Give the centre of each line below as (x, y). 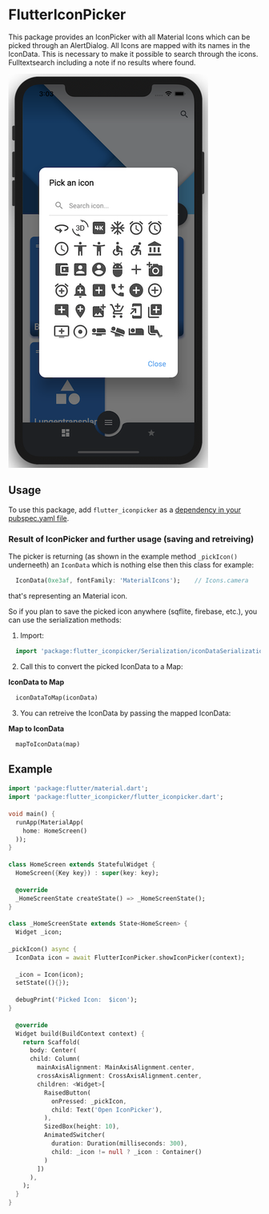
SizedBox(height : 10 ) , (82, 1127)
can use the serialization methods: (65, 619)
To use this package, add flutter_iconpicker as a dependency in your (125, 510)
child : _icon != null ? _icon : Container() (126, 1151)
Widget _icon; (39, 932)
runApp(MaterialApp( (50, 822)
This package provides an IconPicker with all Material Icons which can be (129, 37)
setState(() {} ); (42, 983)
